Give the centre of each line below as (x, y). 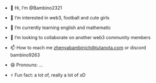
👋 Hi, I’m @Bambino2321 (36, 8)
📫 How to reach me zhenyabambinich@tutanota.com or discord (78, 48)
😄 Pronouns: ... (27, 65)
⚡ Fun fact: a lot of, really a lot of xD (48, 75)
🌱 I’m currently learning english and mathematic (61, 27)
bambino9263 (25, 55)
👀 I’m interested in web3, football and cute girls (60, 18)
